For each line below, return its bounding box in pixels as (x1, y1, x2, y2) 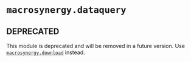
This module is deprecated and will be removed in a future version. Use (6, 43, 186, 49)
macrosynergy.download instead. (6, 49, 85, 56)
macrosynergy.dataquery (6, 4, 127, 16)
